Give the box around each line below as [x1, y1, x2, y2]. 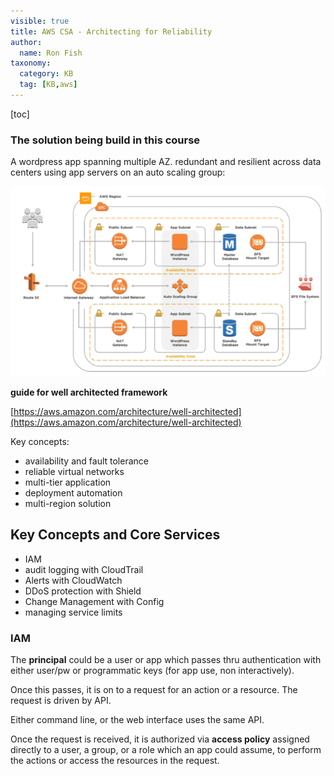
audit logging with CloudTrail [24, 563, 144, 575]
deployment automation [24, 486, 123, 499]
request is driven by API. [10, 695, 112, 707]
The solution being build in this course [10, 133, 201, 147]
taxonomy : [10, 58, 52, 69]
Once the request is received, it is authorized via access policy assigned [10, 733, 310, 745]
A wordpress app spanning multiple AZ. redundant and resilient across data [10, 156, 322, 168]
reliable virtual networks [24, 465, 125, 477]
